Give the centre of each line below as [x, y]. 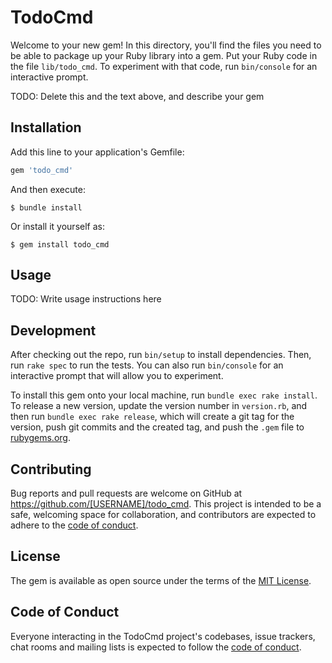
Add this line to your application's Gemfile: [97, 152]
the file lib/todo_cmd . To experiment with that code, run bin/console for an [164, 66]
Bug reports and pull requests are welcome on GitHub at [126, 493]
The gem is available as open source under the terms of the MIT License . [161, 580]
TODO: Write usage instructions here [86, 299]
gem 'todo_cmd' [42, 170]
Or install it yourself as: [57, 226]
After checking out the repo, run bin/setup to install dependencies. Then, [161, 355]
